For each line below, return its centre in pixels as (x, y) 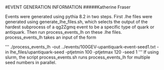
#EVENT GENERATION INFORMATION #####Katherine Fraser (68, 7)
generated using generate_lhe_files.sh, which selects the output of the (76, 22)
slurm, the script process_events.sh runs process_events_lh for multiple (78, 57)
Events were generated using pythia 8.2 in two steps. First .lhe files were (79, 16)
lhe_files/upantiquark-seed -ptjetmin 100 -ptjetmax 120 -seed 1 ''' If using (84, 52)
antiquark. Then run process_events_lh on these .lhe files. (64, 32)
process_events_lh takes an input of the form (51, 37)
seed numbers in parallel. (31, 62)
